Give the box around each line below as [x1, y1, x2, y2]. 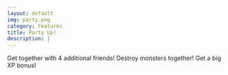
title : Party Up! [7, 29, 57, 36]
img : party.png [7, 16, 51, 23]
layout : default [7, 10, 54, 17]
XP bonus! [7, 61, 36, 70]
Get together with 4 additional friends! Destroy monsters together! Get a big [7, 54, 222, 62]
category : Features [7, 22, 63, 29]
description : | [7, 35, 51, 42]
